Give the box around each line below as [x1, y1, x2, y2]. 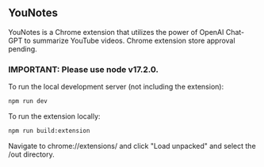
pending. [8, 44, 37, 54]
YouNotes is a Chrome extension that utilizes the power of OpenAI [8, 27, 224, 36]
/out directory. [8, 150, 55, 159]
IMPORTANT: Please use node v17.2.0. [8, 63, 159, 74]
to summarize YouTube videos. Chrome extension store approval [24, 36, 235, 45]
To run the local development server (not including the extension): [8, 82, 224, 92]
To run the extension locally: [8, 111, 101, 121]
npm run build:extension [8, 127, 90, 135]
